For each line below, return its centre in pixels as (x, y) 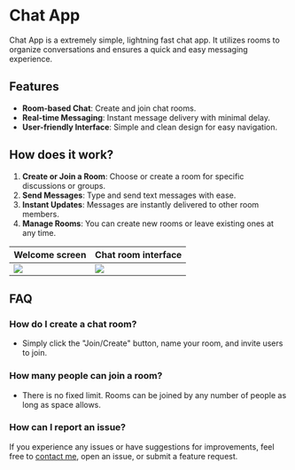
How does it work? (62, 155)
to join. (35, 353)
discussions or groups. (64, 185)
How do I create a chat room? (73, 324)
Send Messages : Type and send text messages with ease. (129, 195)
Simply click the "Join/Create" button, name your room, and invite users (152, 343)
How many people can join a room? (86, 376)
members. (40, 214)
